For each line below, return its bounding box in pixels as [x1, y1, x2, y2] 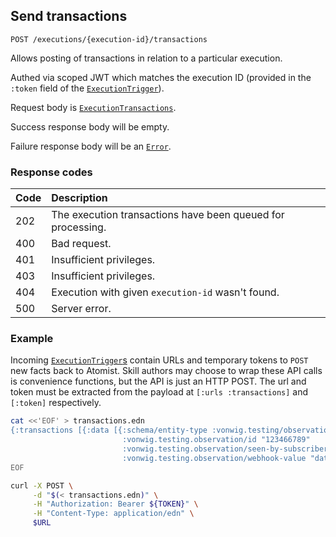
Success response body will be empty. [10, 120, 170, 133]
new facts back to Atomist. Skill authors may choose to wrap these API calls [10, 365, 323, 377]
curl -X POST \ [10, 480, 74, 491]
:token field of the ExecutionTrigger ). [10, 82, 165, 94]
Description [51, 191, 108, 205]
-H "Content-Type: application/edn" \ [32, 509, 195, 519]
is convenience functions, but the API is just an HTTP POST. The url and [10, 375, 307, 388]
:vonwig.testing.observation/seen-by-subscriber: [121, 444, 333, 454]
